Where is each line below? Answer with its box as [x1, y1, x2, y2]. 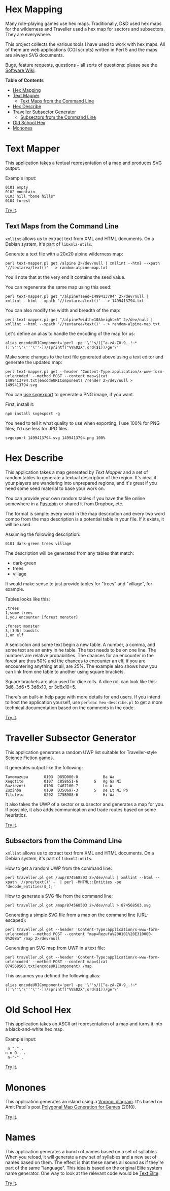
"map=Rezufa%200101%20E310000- [87, 931, 153, 937]
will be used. [5, 521, 32, 527]
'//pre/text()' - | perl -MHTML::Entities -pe [18, 879, 122, 885]
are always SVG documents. [5, 52, 64, 58]
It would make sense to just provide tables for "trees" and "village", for [5, 580, 153, 587]
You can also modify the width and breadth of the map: [5, 307, 121, 313]
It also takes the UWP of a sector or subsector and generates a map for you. [5, 801, 165, 807]
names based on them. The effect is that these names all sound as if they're [5, 1159, 164, 1166]
